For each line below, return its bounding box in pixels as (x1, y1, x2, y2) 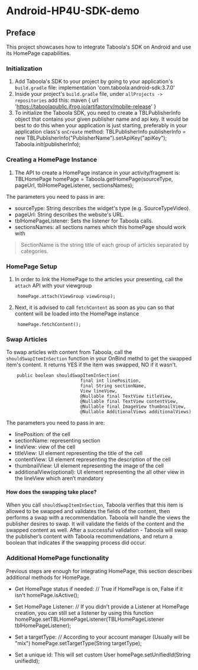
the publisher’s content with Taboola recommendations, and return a (6, 533, 173, 540)
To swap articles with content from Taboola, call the (6, 349, 132, 356)
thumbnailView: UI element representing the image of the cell (14, 462, 164, 469)
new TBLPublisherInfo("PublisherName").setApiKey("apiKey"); (14, 134, 167, 141)
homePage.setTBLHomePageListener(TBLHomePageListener (14, 616, 164, 623)
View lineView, (80, 388, 118, 394)
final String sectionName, (80, 383, 147, 389)
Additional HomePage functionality (6, 554, 109, 562)
